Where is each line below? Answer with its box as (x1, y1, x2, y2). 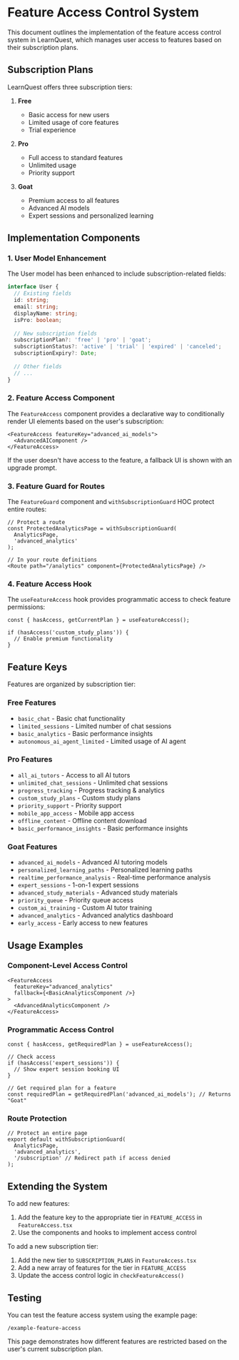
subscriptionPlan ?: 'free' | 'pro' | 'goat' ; (14, 336, 152, 343)
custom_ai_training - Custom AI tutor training (17, 904, 152, 912)
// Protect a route (7, 519, 66, 526)
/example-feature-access (7, 1325, 81, 1332)
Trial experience (28, 126, 76, 134)
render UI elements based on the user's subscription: (7, 417, 164, 425)
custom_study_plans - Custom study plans (17, 793, 141, 802)
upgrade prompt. (7, 463, 57, 472)
